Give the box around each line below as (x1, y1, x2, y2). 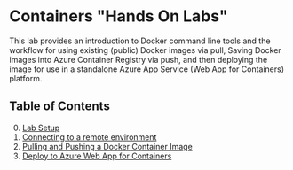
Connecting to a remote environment (21, 131, 157, 143)
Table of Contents (9, 99, 111, 114)
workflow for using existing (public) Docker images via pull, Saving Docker (9, 44, 281, 55)
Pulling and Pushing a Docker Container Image (21, 141, 193, 151)
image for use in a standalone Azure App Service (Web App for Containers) (9, 64, 285, 74)
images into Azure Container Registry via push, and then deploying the (9, 54, 268, 65)
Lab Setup (21, 122, 60, 133)
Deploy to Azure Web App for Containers (21, 151, 172, 161)
